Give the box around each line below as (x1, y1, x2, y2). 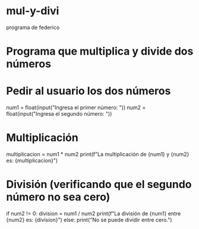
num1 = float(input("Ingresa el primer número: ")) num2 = (6, 104, 146, 111)
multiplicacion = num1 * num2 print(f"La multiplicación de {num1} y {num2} (6, 151, 189, 158)
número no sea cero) (6, 190, 110, 204)
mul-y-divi (6, 4, 59, 18)
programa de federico (6, 24, 60, 31)
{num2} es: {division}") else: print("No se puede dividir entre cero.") (6, 216, 172, 223)
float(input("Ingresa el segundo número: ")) (6, 110, 112, 117)
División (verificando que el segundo (6, 178, 192, 191)
